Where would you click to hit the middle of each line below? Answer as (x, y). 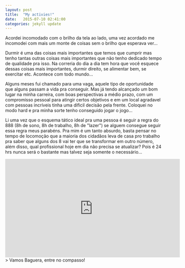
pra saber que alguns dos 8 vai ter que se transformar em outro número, (80, 141)
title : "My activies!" (30, 14)
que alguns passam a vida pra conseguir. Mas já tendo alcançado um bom (82, 89)
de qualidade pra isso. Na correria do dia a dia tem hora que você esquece (82, 63)
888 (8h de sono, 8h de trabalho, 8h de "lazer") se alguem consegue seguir (83, 125)
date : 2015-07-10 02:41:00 (35, 19)
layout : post (19, 10)
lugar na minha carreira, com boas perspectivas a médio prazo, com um (79, 94)
